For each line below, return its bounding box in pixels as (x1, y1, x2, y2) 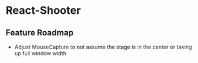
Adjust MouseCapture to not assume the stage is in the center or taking (14, 43, 193, 50)
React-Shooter (5, 4, 81, 17)
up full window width (14, 50, 67, 57)
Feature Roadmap (5, 28, 74, 38)
